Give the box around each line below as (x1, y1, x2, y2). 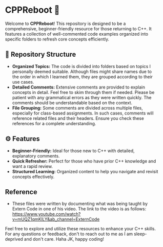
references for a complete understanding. (12, 120, 96, 126)
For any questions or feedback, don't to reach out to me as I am (5, 231, 133, 237)
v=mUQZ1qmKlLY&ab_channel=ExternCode (12, 216, 100, 222)
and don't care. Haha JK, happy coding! (24, 236, 104, 242)
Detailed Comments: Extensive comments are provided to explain (12, 84, 145, 90)
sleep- (134, 231, 147, 237)
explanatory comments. (12, 153, 60, 158)
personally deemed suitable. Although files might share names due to (12, 68, 152, 74)
